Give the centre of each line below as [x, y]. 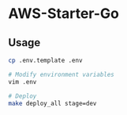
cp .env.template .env [45, 60]
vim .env [22, 82]
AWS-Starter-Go [64, 14]
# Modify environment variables [61, 74]
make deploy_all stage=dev [52, 103]
